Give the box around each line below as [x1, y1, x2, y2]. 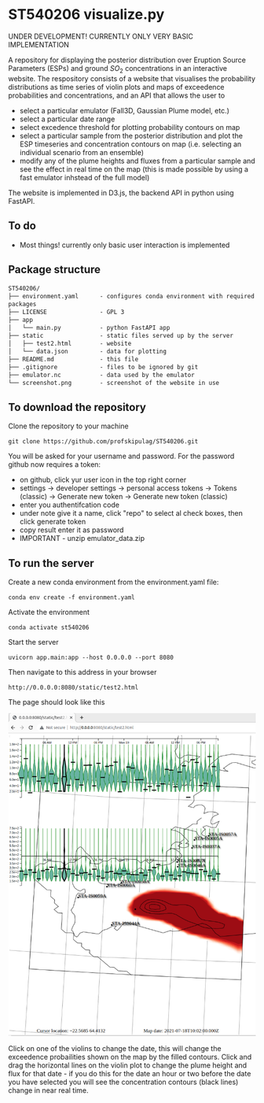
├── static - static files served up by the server [8, 332, 234, 340]
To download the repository [8, 400, 147, 414]
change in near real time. [8, 1085, 89, 1095]
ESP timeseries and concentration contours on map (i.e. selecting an [19, 139, 242, 149]
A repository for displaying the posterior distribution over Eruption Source [8, 55, 246, 65]
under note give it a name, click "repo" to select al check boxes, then [19, 509, 244, 518]
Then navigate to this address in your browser [8, 667, 157, 676]
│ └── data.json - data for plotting [8, 348, 167, 356]
